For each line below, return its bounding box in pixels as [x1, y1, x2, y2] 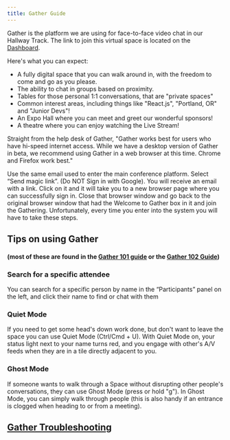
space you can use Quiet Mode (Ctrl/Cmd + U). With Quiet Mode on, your [7, 332, 215, 340]
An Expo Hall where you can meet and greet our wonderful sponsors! [16, 114, 214, 122]
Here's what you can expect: [7, 56, 89, 65]
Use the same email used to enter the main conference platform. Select [7, 170, 209, 178]
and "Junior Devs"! [16, 106, 70, 115]
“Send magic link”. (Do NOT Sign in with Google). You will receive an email [7, 176, 217, 185]
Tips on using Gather [7, 233, 99, 245]
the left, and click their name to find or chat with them [7, 292, 159, 301]
